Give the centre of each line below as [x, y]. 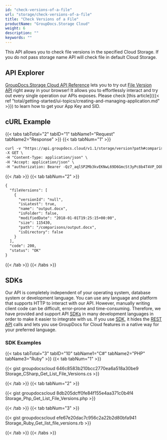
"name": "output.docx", [43, 209]
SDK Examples [23, 343]
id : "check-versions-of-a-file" [39, 10]
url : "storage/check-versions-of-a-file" [49, 14]
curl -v [13, 148]
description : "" [22, 33]
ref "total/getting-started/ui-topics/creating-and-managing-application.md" [83, 101]
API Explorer [25, 73]
